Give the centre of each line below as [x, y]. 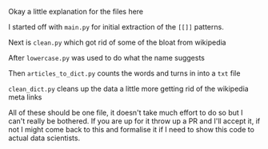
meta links [25, 97]
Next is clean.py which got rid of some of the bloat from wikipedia [117, 42]
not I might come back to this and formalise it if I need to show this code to [131, 129]
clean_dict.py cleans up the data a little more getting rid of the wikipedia [129, 88]
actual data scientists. [44, 138]
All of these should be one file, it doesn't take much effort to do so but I [126, 112]
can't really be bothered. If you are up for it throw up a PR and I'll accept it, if [134, 121]
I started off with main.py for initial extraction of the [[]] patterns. [116, 27]
